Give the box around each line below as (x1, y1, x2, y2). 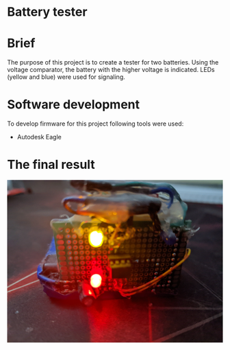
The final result (7, 157, 96, 172)
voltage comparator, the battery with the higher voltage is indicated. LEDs (7, 66, 215, 74)
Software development (7, 97, 140, 113)
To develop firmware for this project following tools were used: (7, 119, 184, 128)
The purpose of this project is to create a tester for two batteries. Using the (7, 58, 219, 67)
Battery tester (7, 4, 88, 20)
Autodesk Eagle (16, 133, 62, 141)
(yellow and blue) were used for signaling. (7, 73, 125, 81)
